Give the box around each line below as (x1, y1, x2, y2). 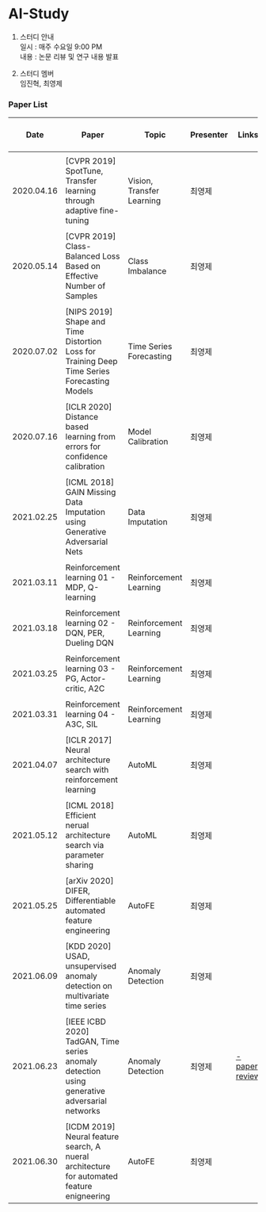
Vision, (127, 175, 154, 186)
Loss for (65, 346, 97, 357)
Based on (65, 261, 101, 272)
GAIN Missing (65, 487, 116, 498)
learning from (65, 431, 116, 443)
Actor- (80, 673, 107, 685)
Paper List (8, 98, 48, 109)
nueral (65, 1151, 89, 1162)
